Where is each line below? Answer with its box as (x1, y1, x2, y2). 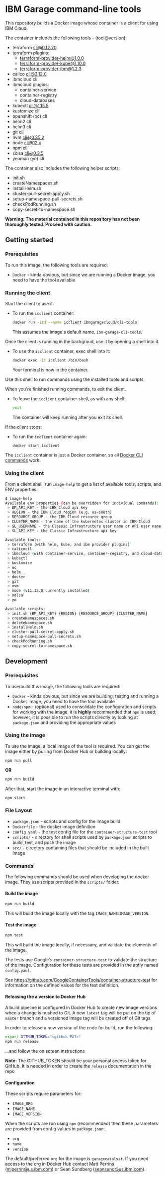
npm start (5, 795, 26, 800)
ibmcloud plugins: (12, 81, 49, 88)
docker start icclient (12, 443, 60, 448)
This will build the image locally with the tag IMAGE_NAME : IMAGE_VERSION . (5, 910, 150, 916)
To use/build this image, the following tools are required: (5, 683, 120, 689)
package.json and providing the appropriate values (12, 720, 116, 725)
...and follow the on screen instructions (5, 1048, 85, 1054)
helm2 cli (12, 118, 31, 124)
